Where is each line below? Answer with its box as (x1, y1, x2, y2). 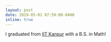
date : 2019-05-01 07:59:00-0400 (5, 12, 75, 17)
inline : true (5, 17, 33, 22)
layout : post (5, 7, 33, 13)
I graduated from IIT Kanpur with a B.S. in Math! (5, 31, 106, 37)
